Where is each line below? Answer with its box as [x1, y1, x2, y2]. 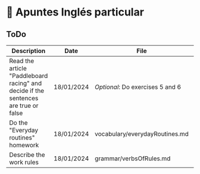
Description [11, 47, 46, 55]
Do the [9, 119, 28, 127]
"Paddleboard [9, 72, 48, 80]
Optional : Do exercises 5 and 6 [95, 83, 182, 91]
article [9, 64, 27, 72]
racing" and [9, 79, 42, 87]
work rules [9, 158, 39, 166]
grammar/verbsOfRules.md [95, 154, 171, 163]
